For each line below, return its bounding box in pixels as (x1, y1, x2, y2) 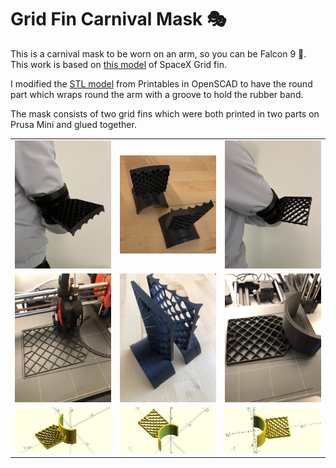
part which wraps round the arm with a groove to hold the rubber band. (10, 88, 304, 100)
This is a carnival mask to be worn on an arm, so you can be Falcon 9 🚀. (10, 47, 307, 60)
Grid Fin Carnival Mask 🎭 (10, 8, 227, 31)
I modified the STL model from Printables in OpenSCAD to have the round (10, 77, 313, 90)
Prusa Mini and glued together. (10, 118, 137, 130)
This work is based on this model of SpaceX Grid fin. (10, 58, 227, 70)
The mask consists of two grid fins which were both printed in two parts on (10, 107, 320, 120)
